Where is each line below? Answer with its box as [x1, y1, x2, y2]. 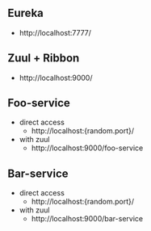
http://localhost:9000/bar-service [31, 214, 143, 224]
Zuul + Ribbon [7, 52, 80, 65]
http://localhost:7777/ [19, 27, 92, 37]
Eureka [7, 6, 44, 20]
